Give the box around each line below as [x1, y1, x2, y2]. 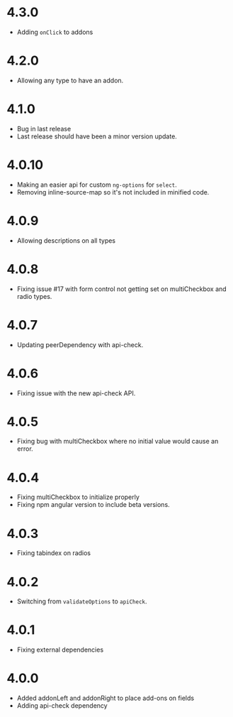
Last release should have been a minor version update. [16, 132, 178, 141]
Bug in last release [16, 124, 72, 133]
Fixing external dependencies [16, 645, 104, 654]
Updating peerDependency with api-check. [16, 340, 144, 349]
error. [16, 444, 33, 453]
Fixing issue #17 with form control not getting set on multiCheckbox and [16, 285, 227, 293]
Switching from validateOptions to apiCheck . [16, 597, 147, 606]
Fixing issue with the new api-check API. [16, 388, 136, 398]
